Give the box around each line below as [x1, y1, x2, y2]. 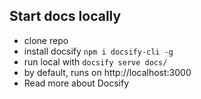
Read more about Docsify [23, 77, 130, 89]
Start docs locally [9, 8, 122, 25]
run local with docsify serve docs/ [23, 55, 168, 68]
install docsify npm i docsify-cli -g [23, 45, 174, 57]
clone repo [23, 34, 69, 46]
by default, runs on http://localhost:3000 [23, 66, 192, 78]
